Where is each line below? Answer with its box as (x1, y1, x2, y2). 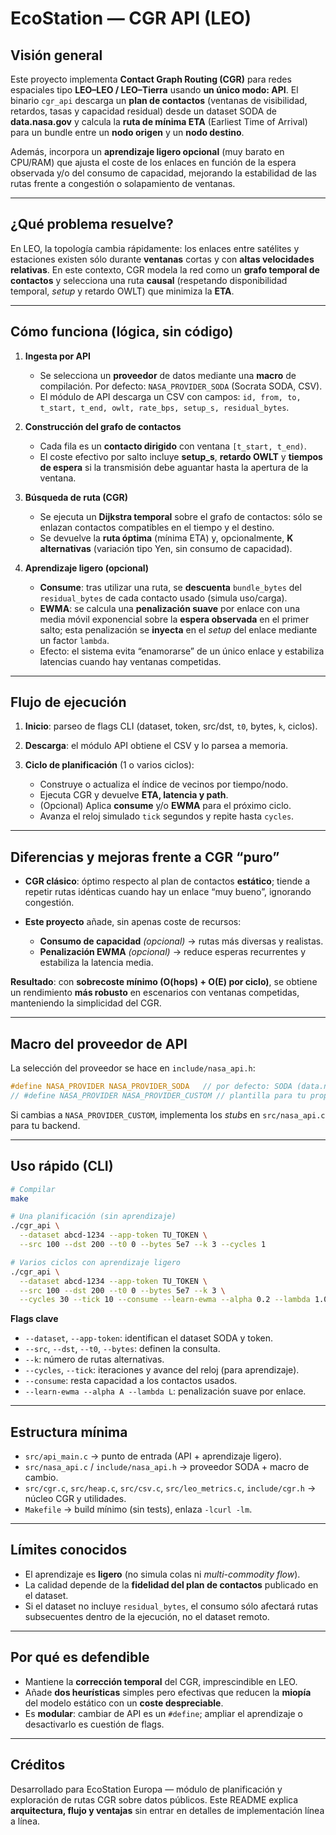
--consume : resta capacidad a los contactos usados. (24, 1375, 238, 1387)
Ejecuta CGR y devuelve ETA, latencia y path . (39, 789, 229, 801)
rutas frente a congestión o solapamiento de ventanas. (10, 178, 236, 189)
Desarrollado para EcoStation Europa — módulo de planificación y (10, 1783, 283, 1795)
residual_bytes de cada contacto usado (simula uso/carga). (39, 592, 288, 604)
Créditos (10, 1757, 66, 1774)
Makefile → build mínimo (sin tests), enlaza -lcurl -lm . (24, 1503, 253, 1516)
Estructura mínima (10, 1423, 128, 1441)
